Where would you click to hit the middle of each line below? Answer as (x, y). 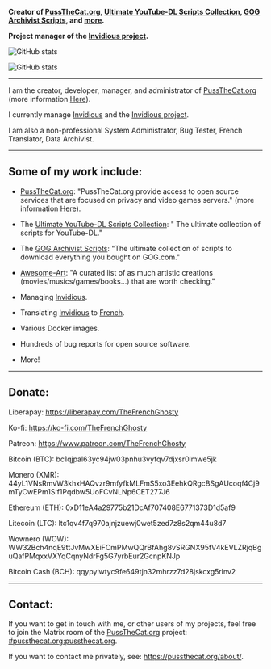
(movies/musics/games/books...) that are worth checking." (117, 281)
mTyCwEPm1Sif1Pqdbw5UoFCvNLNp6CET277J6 (90, 491)
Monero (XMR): (34, 474)
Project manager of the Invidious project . (79, 36)
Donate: (29, 392)
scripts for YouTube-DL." (61, 233)
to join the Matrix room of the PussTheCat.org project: (98, 633)
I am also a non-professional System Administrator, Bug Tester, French (125, 130)
